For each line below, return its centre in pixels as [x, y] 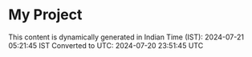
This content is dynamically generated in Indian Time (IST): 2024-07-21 [126, 37]
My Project [45, 15]
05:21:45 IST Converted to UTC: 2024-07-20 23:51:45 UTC [106, 45]
